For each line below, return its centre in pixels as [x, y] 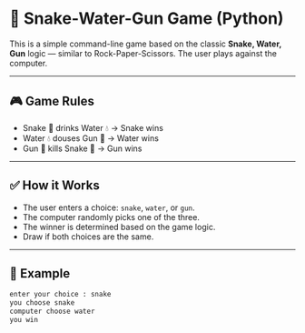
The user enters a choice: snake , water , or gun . [108, 207]
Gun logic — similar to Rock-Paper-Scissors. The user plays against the [143, 53]
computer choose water [52, 312]
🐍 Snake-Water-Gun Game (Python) [147, 19]
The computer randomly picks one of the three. [111, 217]
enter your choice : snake [60, 295]
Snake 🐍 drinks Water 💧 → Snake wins [93, 127]
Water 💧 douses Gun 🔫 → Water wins [90, 138]
